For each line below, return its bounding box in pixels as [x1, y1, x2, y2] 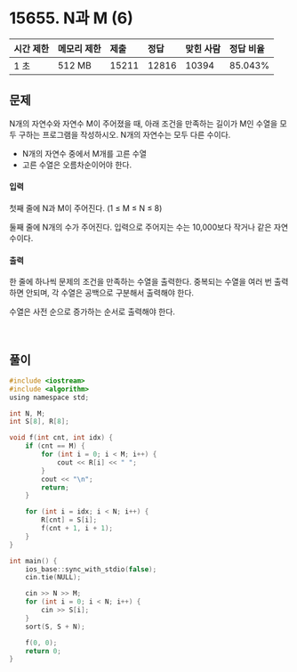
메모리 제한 [57, 42, 102, 54]
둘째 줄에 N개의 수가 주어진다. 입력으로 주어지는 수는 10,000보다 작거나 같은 [9, 222, 272, 232]
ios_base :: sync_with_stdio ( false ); [25, 564, 157, 574]
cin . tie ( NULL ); [25, 573, 82, 582]
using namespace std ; [9, 393, 90, 401]
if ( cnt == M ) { [25, 441, 86, 450]
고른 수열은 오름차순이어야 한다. [21, 159, 132, 170]
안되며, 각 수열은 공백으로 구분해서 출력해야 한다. [25, 287, 194, 298]
